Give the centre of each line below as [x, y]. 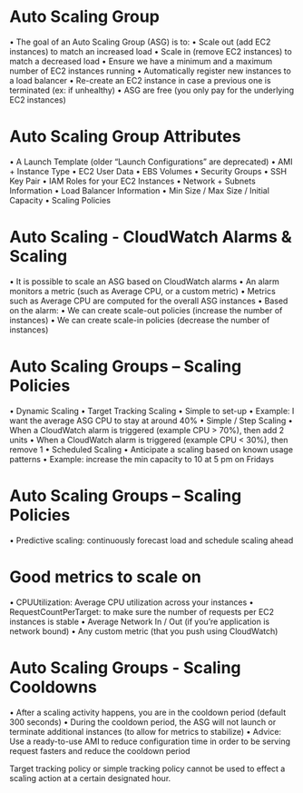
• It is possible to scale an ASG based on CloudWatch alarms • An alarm [144, 281]
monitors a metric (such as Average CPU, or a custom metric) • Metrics [143, 291]
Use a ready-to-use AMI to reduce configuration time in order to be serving [150, 741]
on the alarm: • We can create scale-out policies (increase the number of [146, 310]
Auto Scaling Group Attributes [125, 137]
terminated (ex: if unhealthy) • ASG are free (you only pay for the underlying [152, 90]
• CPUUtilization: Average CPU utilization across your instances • [132, 602]
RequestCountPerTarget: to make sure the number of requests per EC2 [142, 611]
